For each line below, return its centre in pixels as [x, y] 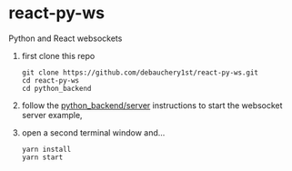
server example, [52, 115]
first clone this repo [58, 55]
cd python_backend [56, 88]
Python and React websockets [65, 38]
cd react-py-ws [50, 80]
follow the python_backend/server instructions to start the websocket [152, 105]
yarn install [46, 149]
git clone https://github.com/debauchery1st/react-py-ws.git [140, 72]
